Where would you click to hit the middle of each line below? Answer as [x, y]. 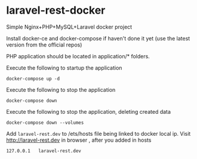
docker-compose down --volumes [45, 123]
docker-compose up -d [33, 79]
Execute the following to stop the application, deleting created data [89, 111]
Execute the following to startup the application [64, 68]
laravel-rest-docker [56, 10]
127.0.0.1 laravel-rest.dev [44, 151]
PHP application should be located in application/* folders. [78, 56]
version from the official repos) [44, 45]
